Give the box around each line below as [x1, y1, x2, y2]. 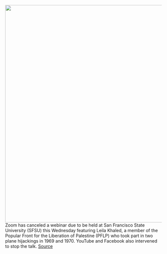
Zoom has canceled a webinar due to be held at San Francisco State [5, 222, 145, 228]
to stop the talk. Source [5, 244, 53, 249]
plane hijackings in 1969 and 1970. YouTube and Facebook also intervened [5, 238, 158, 244]
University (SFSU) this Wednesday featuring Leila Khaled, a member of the [5, 228, 158, 233]
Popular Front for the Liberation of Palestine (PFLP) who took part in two [5, 233, 153, 239]
